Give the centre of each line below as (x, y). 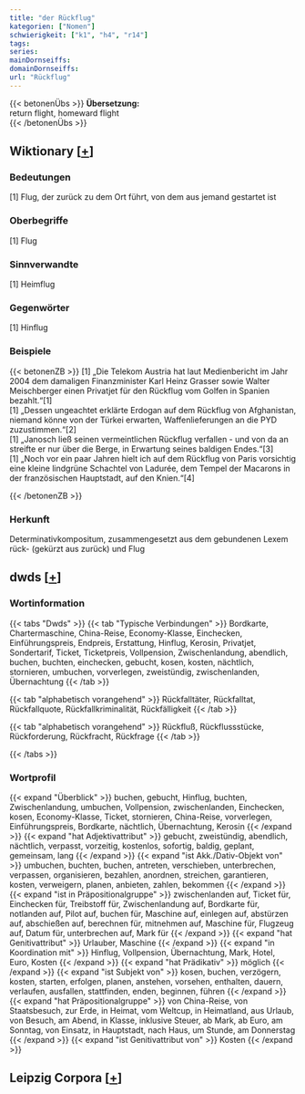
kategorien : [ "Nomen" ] (52, 26)
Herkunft (30, 519)
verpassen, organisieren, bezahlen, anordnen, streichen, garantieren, (139, 875)
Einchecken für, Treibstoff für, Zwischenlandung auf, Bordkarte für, (135, 903)
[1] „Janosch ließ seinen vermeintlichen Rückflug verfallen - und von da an (149, 439)
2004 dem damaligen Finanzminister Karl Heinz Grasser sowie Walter (140, 380)
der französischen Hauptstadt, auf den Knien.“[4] (102, 478)
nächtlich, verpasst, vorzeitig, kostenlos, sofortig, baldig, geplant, (132, 846)
